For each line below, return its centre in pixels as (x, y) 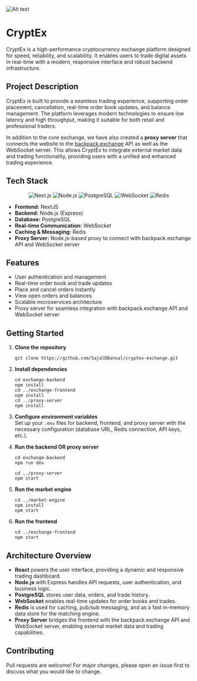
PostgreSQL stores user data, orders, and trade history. (82, 595)
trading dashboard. (38, 576)
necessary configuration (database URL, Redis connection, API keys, (98, 429)
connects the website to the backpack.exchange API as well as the (87, 143)
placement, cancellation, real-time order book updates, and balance (88, 107)
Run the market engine (43, 489)
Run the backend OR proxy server (56, 447)
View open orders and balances (53, 296)
